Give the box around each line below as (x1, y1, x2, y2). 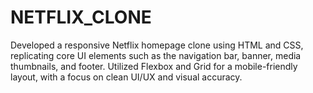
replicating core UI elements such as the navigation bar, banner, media (10, 49, 302, 61)
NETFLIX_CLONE (10, 6, 152, 29)
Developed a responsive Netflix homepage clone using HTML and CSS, (10, 39, 304, 51)
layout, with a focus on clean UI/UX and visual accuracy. (10, 71, 243, 83)
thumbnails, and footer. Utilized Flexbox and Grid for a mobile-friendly (10, 60, 298, 72)
